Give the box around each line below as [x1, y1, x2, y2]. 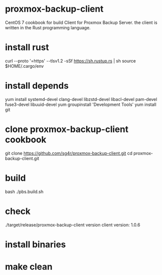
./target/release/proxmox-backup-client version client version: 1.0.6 [5, 222, 140, 228]
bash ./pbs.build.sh [5, 189, 44, 195]
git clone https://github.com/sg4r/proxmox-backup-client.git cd [5, 150, 133, 156]
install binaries [5, 239, 66, 250]
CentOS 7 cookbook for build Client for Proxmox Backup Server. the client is [5, 20, 158, 25]
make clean [5, 261, 53, 272]
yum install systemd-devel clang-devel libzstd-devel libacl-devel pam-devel [5, 96, 157, 102]
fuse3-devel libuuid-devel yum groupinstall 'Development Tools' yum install [5, 101, 157, 107]
